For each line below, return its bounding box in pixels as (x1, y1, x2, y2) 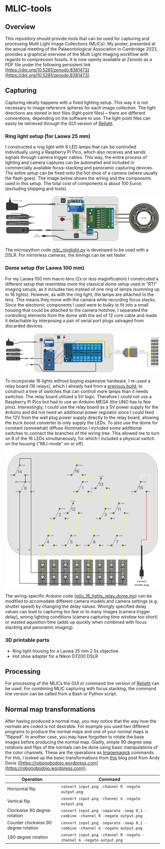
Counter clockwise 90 (7, 819, 52, 825)
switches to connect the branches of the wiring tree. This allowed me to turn (5, 430, 160, 436)
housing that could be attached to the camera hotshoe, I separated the (5, 307, 148, 313)
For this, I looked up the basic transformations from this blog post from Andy (5, 755, 160, 761)
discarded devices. (5, 323, 44, 329)
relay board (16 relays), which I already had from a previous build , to (5, 383, 143, 389)
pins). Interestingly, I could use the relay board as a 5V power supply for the (5, 404, 159, 410)
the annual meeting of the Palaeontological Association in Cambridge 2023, (5, 46, 158, 52)
